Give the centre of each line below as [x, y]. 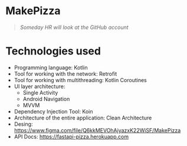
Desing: [23, 124]
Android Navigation [46, 99]
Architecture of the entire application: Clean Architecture [83, 118]
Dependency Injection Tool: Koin [53, 111]
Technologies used [53, 51]
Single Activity [40, 92]
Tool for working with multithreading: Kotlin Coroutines [80, 80]
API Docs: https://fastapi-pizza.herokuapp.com [71, 137]
